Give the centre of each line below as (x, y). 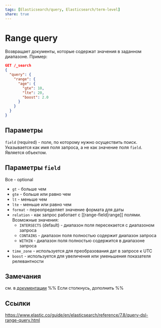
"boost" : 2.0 (36, 97)
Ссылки (18, 303)
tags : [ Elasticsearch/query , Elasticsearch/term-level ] (63, 9)
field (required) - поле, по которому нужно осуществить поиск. (71, 142)
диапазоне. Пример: (26, 57)
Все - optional (19, 179)
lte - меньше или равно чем (42, 204)
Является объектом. (26, 152)
